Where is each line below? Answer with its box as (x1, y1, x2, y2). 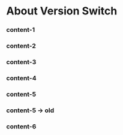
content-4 (6, 74, 37, 82)
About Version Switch (6, 4, 118, 18)
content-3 (6, 58, 37, 66)
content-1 (6, 26, 35, 34)
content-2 (6, 42, 36, 50)
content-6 (6, 122, 37, 130)
